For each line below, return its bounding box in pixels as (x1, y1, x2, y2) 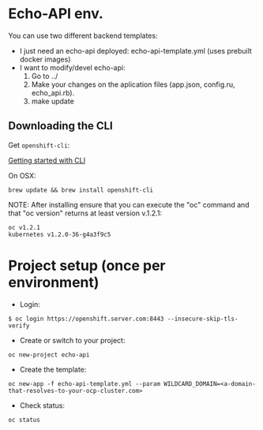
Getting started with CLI (8, 155, 86, 165)
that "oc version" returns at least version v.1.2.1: (8, 208, 163, 218)
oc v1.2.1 (8, 223, 41, 231)
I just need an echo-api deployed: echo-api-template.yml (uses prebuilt (19, 46, 253, 55)
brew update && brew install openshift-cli (8, 186, 154, 194)
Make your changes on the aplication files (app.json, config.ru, (31, 80, 235, 89)
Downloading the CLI (8, 119, 113, 133)
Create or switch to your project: (19, 335, 126, 345)
